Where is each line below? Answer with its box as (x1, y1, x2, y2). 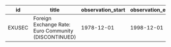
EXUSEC (8, 24, 29, 31)
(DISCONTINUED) (33, 33, 76, 40)
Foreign (33, 15, 52, 21)
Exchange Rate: (33, 21, 71, 28)
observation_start (81, 6, 126, 13)
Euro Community (33, 27, 74, 34)
